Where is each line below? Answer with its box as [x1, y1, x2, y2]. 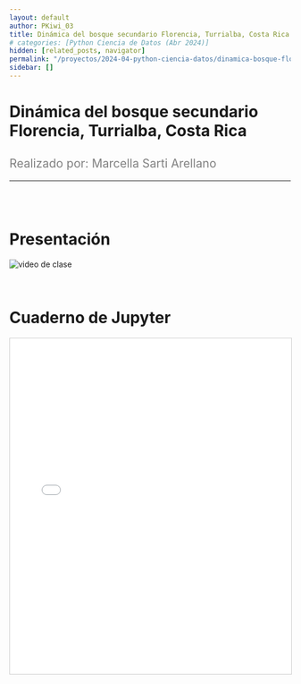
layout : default [9, 13, 70, 22]
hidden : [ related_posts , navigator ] [9, 47, 146, 56]
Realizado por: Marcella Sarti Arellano [9, 156, 217, 171]
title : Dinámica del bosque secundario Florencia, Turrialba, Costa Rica [9, 30, 290, 38]
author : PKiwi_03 [9, 21, 74, 30]
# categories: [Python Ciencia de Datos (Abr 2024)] [9, 38, 210, 47]
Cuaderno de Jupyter [9, 308, 171, 328]
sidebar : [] [9, 64, 54, 73]
